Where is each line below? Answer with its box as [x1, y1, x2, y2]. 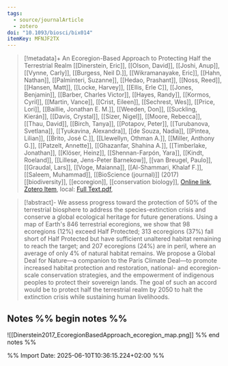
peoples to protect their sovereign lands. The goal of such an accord [23, 278, 217, 287]
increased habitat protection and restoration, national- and [23, 264, 188, 272]
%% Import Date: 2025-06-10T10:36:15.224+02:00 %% [7, 351, 165, 359]
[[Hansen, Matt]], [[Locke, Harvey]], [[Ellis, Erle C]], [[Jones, [23, 83, 193, 92]
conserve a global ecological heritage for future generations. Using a [23, 213, 218, 221]
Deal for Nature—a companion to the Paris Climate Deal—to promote [23, 257, 217, 265]
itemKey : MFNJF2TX [7, 36, 59, 42]
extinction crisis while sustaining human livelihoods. [23, 293, 170, 301]
